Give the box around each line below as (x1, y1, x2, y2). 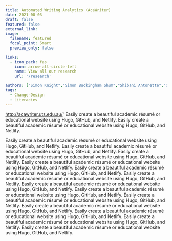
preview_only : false (10, 45, 54, 51)
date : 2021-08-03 (5, 12, 42, 17)
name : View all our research (14, 69, 77, 74)
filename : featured (10, 36, 52, 41)
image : (5, 31, 19, 36)
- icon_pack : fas (10, 59, 47, 64)
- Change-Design (10, 92, 45, 98)
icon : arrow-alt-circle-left (14, 64, 77, 69)
